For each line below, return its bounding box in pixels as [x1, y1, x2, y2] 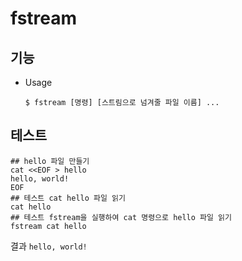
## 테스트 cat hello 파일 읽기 [10, 193, 126, 203]
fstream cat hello [10, 221, 87, 231]
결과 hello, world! [10, 240, 88, 252]
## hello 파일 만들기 [10, 156, 90, 166]
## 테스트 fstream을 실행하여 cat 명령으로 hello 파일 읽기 [10, 212, 232, 222]
